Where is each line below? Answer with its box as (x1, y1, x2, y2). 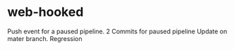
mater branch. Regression (7, 34, 82, 42)
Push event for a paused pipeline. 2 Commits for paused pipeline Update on (7, 27, 228, 35)
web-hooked (7, 4, 84, 20)
